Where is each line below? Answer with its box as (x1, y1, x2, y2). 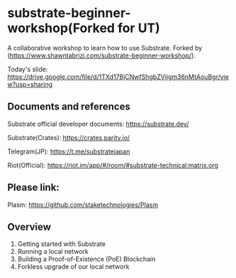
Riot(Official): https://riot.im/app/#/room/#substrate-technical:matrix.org (7, 161, 218, 169)
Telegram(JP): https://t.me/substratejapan (7, 147, 130, 156)
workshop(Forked (7, 20, 116, 36)
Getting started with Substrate (17, 240, 106, 248)
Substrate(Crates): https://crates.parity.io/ (7, 133, 130, 141)
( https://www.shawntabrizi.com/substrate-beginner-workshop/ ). (7, 51, 196, 60)
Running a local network (17, 247, 89, 256)
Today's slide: (7, 65, 48, 73)
